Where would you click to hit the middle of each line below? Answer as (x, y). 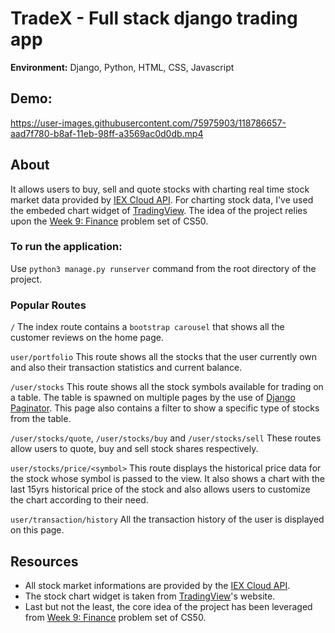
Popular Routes (48, 305)
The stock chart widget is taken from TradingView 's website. (150, 596)
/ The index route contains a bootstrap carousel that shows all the (147, 327)
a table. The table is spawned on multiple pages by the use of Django (153, 398)
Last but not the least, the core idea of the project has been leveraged (168, 606)
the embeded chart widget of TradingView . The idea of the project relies (159, 210)
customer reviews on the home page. (87, 338)
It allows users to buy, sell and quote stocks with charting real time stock (160, 189)
